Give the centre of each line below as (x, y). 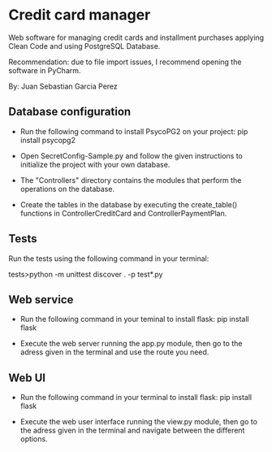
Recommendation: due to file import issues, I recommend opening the (125, 62)
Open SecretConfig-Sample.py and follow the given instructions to (132, 155)
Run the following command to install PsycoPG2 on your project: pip (134, 131)
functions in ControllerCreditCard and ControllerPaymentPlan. (123, 213)
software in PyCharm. (45, 70)
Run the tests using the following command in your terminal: (109, 259)
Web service (41, 300)
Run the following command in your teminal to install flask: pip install (134, 319)
